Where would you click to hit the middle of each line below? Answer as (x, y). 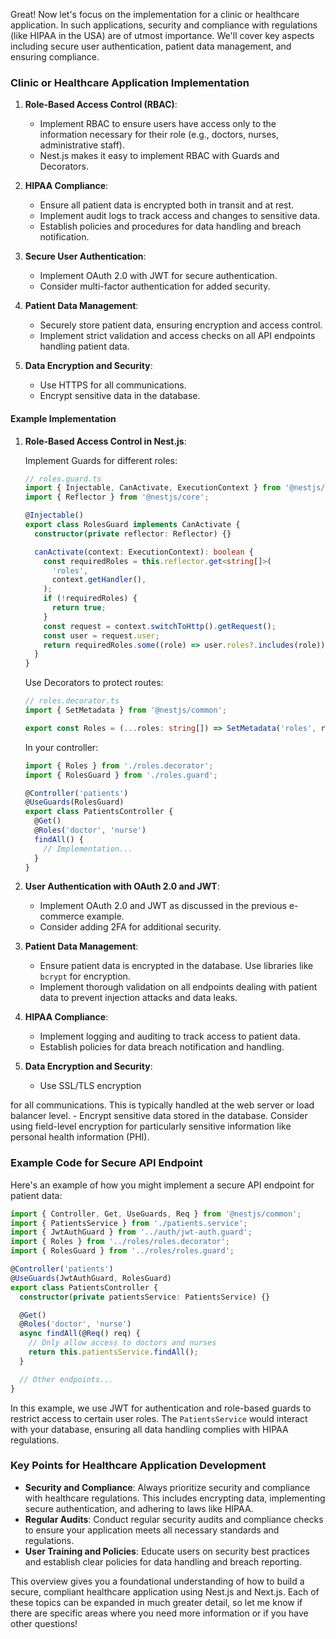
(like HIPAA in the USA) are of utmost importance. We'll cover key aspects (162, 35)
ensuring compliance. (55, 57)
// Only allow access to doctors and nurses (122, 1343)
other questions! (44, 1623)
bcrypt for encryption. (85, 976)
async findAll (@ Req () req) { (80, 1334)
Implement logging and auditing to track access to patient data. (170, 1036)
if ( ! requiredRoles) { (90, 599)
